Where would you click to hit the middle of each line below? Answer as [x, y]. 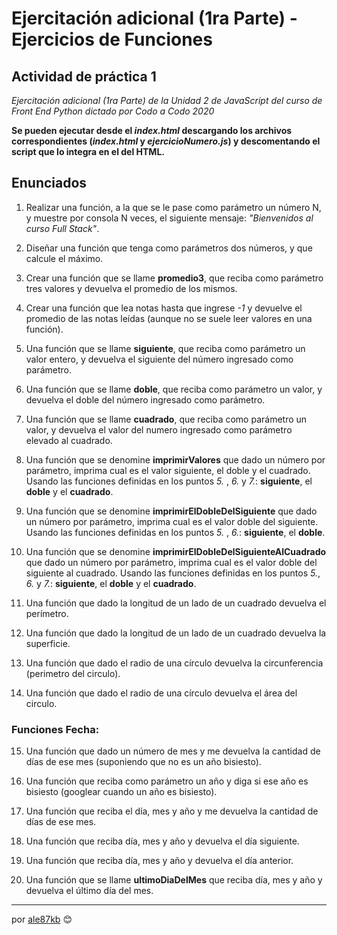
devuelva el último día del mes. [89, 891]
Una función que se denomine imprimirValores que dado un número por [175, 459]
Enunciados [49, 183]
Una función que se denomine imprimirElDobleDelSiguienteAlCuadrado [176, 551]
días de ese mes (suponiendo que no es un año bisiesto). [143, 762]
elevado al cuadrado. [69, 440]
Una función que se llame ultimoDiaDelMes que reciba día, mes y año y [174, 880]
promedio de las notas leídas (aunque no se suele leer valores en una [169, 318]
